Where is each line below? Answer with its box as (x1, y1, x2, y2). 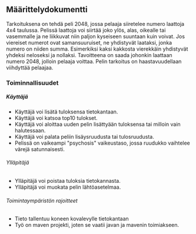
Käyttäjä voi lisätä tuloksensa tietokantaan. (14, 108, 118, 115)
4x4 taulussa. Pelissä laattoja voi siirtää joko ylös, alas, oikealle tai (6, 26, 166, 34)
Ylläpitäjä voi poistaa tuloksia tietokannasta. (14, 177, 121, 184)
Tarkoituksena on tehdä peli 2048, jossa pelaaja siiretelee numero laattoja (6, 20, 184, 27)
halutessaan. (14, 126, 46, 134)
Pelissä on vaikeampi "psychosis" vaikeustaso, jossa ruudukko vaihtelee (14, 139, 190, 146)
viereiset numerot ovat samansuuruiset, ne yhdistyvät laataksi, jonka (6, 39, 172, 46)
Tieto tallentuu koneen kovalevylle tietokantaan (14, 215, 129, 222)
